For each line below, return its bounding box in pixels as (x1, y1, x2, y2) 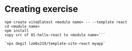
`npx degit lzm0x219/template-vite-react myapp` (4, 41, 106, 46)
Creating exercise (4, 3, 78, 15)
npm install (4, 28, 29, 33)
